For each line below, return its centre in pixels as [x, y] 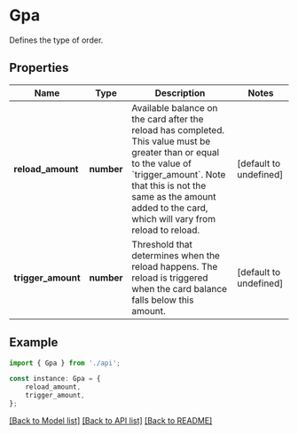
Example [34, 343]
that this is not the [169, 185]
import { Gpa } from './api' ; [65, 363]
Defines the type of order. [56, 40]
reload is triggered [170, 278]
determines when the [176, 256]
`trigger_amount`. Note [179, 174]
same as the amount [174, 196]
